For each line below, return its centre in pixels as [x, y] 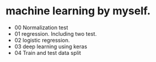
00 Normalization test [41, 27]
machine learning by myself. [78, 11]
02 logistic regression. [42, 40]
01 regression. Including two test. [55, 33]
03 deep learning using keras [51, 46]
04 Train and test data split [48, 52]
